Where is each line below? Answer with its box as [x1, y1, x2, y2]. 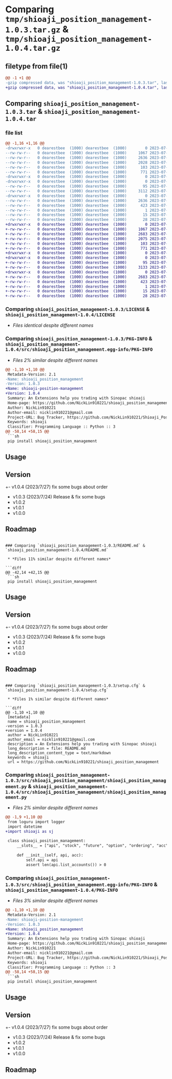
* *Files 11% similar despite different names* [7, 556, 111, 562]
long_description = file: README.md [7, 746, 86, 751]
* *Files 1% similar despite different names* [7, 696, 109, 702]
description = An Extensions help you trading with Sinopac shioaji [7, 741, 157, 747]
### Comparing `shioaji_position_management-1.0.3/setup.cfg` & [5, 683, 145, 688]
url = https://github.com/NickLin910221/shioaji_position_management [7, 759, 159, 765]
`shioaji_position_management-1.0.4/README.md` [5, 547, 109, 552]
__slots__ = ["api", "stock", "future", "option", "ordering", [16, 843, 155, 848]
